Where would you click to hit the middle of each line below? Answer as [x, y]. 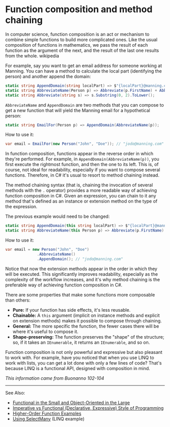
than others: [18, 300]
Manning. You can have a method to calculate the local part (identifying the [83, 71]
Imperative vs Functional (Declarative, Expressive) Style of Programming [88, 408]
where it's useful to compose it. [45, 332]
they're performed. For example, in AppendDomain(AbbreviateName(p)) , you [82, 159]
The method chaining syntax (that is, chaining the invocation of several [79, 185]
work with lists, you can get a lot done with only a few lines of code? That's [83, 363]
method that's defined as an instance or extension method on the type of [81, 201]
